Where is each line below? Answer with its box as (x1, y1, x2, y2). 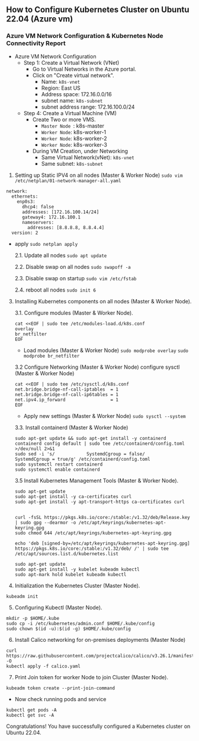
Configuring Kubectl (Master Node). (14, 604, 102, 611)
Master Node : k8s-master (41, 122, 105, 129)
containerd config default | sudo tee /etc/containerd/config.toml (14, 441, 185, 446)
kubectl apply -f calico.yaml (6, 663, 81, 669)
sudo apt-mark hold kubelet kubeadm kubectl (14, 571, 127, 578)
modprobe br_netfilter (23, 353, 80, 359)
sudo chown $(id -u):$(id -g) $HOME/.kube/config (6, 626, 131, 632)
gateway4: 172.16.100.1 (21, 214, 81, 220)
